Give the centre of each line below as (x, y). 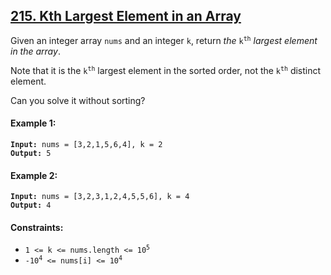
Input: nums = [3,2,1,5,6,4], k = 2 (86, 145)
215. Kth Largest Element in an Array (126, 16)
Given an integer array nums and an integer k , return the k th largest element (164, 40)
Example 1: (33, 123)
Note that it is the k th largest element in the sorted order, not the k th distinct (166, 70)
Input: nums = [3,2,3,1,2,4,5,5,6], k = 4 (100, 197)
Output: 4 (31, 205)
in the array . (35, 51)
